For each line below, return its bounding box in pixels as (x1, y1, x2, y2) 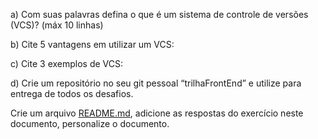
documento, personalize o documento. (10, 118, 170, 129)
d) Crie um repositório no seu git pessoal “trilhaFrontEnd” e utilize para (10, 77, 302, 89)
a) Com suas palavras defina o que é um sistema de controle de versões (10, 9, 309, 20)
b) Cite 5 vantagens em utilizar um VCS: (10, 39, 175, 50)
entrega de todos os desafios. (10, 88, 134, 99)
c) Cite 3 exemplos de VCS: (10, 58, 124, 69)
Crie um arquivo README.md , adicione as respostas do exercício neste (10, 107, 304, 119)
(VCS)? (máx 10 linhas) (10, 19, 104, 31)
